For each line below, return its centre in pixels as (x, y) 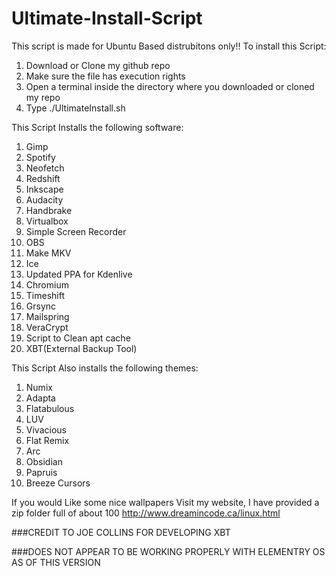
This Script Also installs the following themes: (105, 368)
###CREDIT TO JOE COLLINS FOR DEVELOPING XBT (121, 532)
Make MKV (48, 253)
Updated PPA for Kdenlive (79, 274)
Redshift (43, 178)
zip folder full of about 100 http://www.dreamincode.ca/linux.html (146, 513)
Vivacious (46, 429)
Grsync (41, 306)
